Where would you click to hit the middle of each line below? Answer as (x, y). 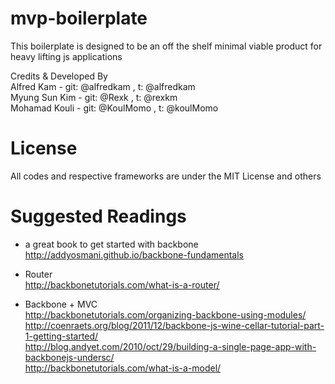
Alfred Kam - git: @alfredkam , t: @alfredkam (103, 86)
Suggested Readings (98, 216)
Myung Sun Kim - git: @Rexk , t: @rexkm (94, 97)
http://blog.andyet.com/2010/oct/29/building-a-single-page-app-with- (170, 346)
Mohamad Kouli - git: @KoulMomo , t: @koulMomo (114, 108)
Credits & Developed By (59, 76)
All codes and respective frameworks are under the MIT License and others (166, 176)
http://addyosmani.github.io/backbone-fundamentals (134, 254)
